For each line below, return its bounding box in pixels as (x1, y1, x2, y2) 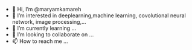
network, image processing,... (11, 18, 86, 25)
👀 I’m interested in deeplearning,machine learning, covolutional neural (11, 12, 186, 19)
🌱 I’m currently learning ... (11, 24, 77, 32)
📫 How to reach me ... (11, 37, 68, 45)
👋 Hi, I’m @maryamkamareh (11, 6, 82, 12)
